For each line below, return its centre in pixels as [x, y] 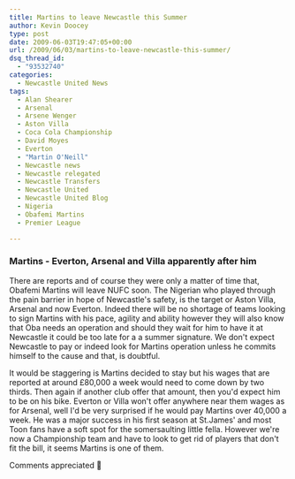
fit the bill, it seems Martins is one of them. [87, 448]
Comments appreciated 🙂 [56, 465]
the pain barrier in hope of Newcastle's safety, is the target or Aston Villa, [143, 299]
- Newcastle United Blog [63, 198]
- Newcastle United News [63, 83]
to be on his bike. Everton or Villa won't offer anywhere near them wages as [147, 401]
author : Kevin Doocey [49, 26]
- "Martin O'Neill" [53, 157]
